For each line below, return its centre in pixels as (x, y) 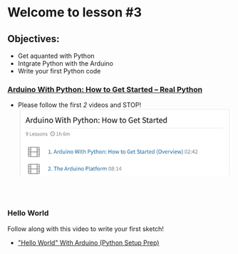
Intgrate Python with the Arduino (66, 63)
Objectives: (33, 39)
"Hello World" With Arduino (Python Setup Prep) (88, 243)
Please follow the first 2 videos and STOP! (79, 105)
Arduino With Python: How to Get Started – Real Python (105, 89)
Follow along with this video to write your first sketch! (86, 228)
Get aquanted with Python (56, 56)
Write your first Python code (59, 71)
